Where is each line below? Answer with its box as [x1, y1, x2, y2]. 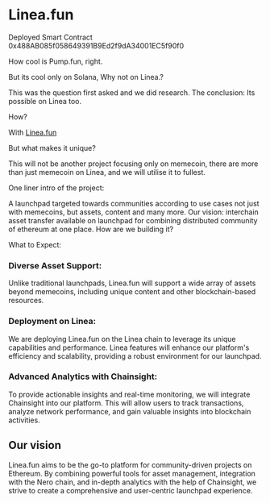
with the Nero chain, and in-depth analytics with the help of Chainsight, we [8, 477, 257, 487]
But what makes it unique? [8, 143, 97, 152]
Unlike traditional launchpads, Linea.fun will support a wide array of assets [8, 278, 256, 288]
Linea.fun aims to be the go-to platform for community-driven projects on [8, 459, 252, 469]
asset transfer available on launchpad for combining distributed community [8, 215, 258, 225]
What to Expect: [8, 239, 62, 249]
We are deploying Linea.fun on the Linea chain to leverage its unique [8, 334, 236, 343]
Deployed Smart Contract [8, 32, 93, 42]
